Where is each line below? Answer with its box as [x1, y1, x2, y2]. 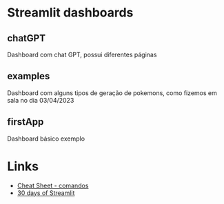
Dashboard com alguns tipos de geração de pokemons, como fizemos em [7, 88, 217, 97]
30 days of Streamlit [17, 188, 75, 197]
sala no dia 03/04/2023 [7, 96, 74, 104]
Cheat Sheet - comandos [17, 181, 89, 190]
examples [7, 70, 50, 82]
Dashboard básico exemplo [7, 134, 85, 143]
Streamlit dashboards [7, 5, 134, 21]
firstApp [7, 116, 44, 128]
